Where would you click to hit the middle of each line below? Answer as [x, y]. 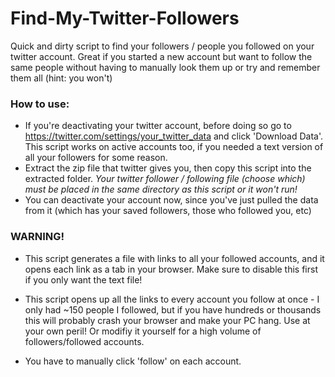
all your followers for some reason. [96, 158]
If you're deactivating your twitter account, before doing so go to [158, 126]
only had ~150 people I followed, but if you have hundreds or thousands [173, 309]
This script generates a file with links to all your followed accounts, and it [174, 258]
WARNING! [37, 237]
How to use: [40, 104]
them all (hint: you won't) [61, 78]
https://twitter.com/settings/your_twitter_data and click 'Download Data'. [174, 136]
